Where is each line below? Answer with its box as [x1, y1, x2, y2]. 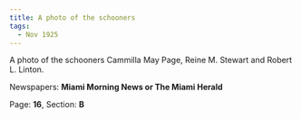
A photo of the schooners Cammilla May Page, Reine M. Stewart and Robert [9, 55, 293, 66]
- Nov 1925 [17, 30, 59, 39]
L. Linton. [9, 64, 44, 75]
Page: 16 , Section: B [9, 99, 84, 110]
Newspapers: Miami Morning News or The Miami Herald [9, 82, 224, 93]
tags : [9, 22, 30, 31]
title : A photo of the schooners [9, 13, 136, 23]
